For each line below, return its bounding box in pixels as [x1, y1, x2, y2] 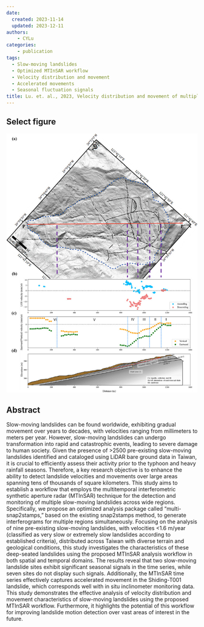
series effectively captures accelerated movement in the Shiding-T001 [6, 576, 182, 584]
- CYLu [17, 35, 34, 42]
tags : [6, 55, 20, 61]
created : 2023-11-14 [12, 16, 64, 23]
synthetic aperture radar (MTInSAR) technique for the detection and [6, 492, 176, 500]
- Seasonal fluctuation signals [12, 87, 94, 93]
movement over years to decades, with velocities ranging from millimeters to [6, 427, 198, 435]
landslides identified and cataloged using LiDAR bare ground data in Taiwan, [6, 453, 197, 461]
